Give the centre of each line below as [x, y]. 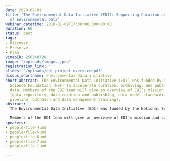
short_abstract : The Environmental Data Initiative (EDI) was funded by [83, 80]
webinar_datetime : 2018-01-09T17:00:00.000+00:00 [59, 24]
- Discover [17, 43]
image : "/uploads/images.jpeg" [38, 62]
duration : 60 [19, 29]
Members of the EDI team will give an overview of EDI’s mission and [84, 118]
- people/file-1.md [26, 146]
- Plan [12, 52]
